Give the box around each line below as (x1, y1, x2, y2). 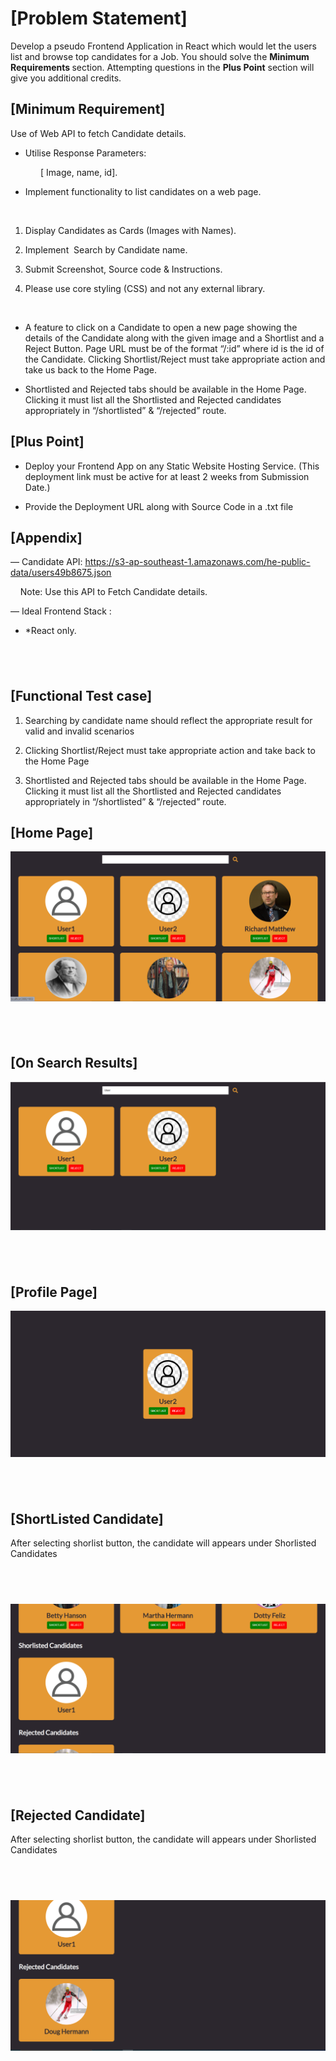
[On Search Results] (10, 1055, 138, 1072)
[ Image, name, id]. (40, 166, 118, 178)
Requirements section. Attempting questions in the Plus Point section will (10, 61, 315, 73)
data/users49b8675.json (10, 567, 112, 579)
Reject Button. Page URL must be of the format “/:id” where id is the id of (24, 342, 325, 354)
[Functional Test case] (10, 688, 153, 705)
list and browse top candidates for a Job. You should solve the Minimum (10, 50, 310, 62)
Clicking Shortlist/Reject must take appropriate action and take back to (24, 744, 316, 756)
